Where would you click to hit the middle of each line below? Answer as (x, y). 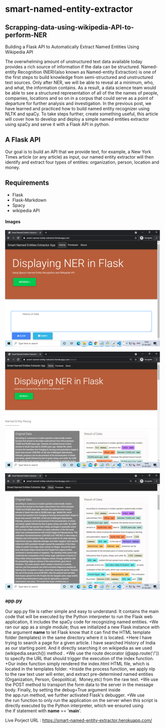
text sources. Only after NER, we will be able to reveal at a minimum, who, (80, 83)
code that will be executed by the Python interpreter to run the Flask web (79, 617)
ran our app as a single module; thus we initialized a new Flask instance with (82, 627)
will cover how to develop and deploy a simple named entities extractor (77, 119)
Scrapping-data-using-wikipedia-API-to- (69, 27)
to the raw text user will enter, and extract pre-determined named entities (79, 674)
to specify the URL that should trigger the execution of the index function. (80, 659)
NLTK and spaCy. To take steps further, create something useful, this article (82, 114)
